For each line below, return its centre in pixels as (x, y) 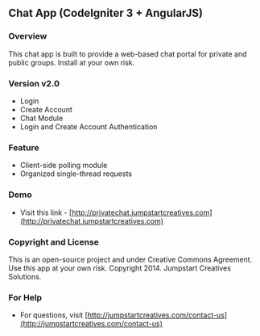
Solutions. (25, 276)
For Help (25, 297)
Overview (28, 36)
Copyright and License (54, 241)
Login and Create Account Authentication (89, 126)
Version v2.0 (34, 83)
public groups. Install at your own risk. (72, 62)
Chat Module (41, 118)
